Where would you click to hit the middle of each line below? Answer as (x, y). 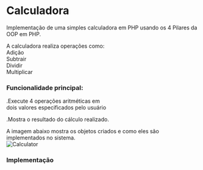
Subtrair (16, 59)
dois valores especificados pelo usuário (56, 108)
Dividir (14, 65)
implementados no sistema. (41, 138)
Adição (15, 52)
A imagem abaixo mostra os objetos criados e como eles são (83, 131)
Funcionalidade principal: (45, 87)
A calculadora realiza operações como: (55, 46)
